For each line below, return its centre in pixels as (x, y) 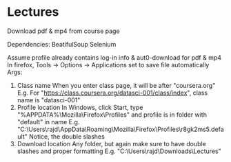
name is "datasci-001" (49, 100)
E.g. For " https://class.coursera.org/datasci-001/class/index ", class (112, 93)
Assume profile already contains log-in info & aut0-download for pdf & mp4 (114, 57)
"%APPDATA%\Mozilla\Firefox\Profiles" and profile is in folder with (112, 115)
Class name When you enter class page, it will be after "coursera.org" (116, 85)
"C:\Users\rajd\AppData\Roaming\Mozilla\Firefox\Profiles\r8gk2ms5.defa (120, 129)
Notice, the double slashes (67, 136)
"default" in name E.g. (48, 121)
